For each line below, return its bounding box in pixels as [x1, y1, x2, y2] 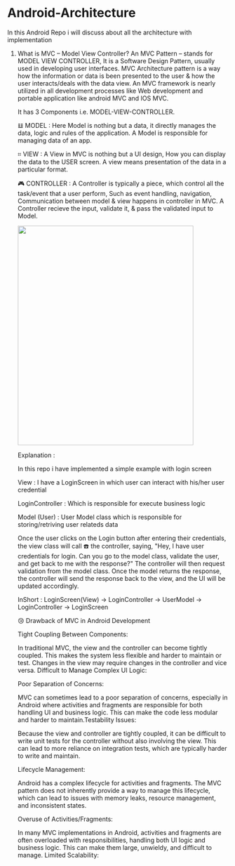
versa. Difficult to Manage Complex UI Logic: [17, 666, 147, 674]
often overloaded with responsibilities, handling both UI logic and [17, 836, 206, 844]
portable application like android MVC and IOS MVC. [17, 93, 169, 103]
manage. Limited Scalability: [17, 851, 100, 859]
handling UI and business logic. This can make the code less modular [17, 708, 218, 716]
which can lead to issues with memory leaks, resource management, [17, 794, 216, 802]
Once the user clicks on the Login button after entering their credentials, [17, 534, 227, 542]
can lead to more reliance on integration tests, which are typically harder [17, 744, 227, 752]
